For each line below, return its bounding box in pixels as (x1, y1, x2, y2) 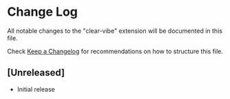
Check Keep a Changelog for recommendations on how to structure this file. (7, 47, 224, 55)
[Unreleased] (7, 67, 65, 79)
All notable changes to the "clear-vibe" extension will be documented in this (7, 27, 222, 35)
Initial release (17, 85, 55, 93)
